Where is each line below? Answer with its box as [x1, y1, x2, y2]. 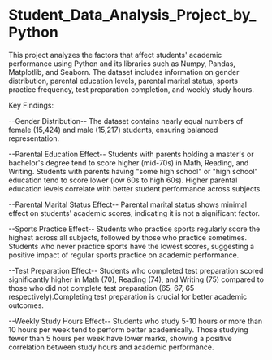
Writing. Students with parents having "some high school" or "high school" [8, 166, 258, 176]
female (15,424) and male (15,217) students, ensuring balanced [8, 125, 218, 134]
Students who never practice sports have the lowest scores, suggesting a [8, 241, 254, 251]
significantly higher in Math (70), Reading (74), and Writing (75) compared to [8, 274, 264, 284]
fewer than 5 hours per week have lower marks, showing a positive [8, 333, 233, 343]
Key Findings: [8, 100, 54, 110]
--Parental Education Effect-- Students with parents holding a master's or [8, 149, 254, 159]
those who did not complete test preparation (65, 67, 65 [8, 283, 195, 292]
